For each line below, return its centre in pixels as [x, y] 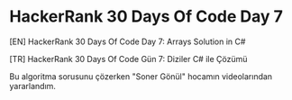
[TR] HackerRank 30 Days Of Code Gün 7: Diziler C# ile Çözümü [128, 59]
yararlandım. [33, 86]
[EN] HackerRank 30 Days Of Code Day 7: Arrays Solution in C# [128, 41]
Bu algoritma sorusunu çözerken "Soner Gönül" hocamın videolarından [141, 76]
